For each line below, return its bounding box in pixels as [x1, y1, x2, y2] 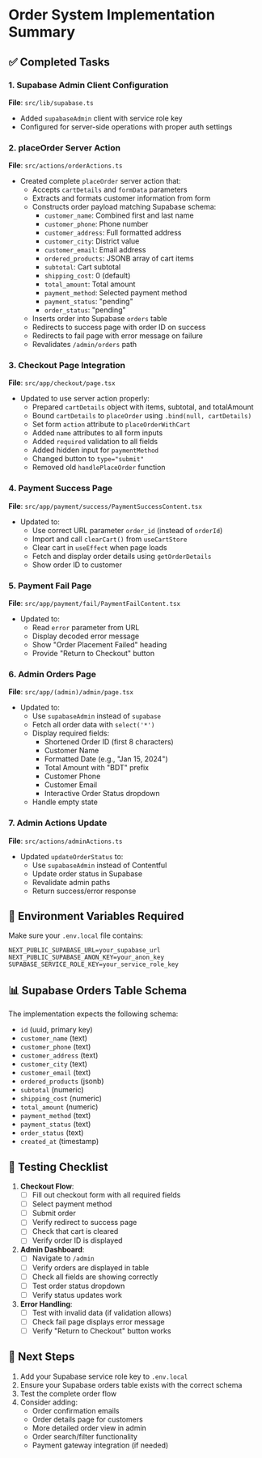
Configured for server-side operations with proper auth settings [19, 121, 233, 131]
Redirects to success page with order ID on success [32, 322, 206, 333]
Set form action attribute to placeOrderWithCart [32, 419, 191, 430]
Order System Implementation [8, 6, 216, 24]
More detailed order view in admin [32, 1422, 147, 1433]
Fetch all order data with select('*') [32, 720, 155, 730]
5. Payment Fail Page [8, 580, 92, 591]
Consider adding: [19, 1397, 78, 1407]
